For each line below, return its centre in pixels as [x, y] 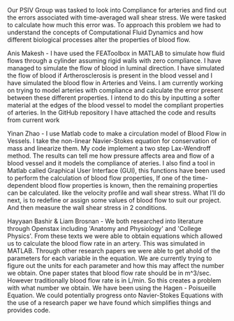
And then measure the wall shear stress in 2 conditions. [87, 208]
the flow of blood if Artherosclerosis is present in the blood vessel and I [110, 75]
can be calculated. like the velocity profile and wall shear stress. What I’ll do [116, 193]
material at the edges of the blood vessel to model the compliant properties [116, 105]
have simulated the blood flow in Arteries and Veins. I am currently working [115, 83]
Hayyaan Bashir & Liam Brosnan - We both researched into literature [105, 221]
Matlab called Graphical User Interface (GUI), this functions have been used [116, 171]
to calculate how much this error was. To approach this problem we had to [114, 25]
